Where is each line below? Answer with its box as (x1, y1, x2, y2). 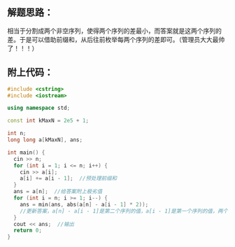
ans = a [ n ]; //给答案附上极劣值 (13, 188, 103, 195)
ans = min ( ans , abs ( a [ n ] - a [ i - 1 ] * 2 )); (20, 201, 149, 208)
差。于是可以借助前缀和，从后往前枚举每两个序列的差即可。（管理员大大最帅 (7, 35, 225, 43)
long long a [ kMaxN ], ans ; (7, 136, 83, 143)
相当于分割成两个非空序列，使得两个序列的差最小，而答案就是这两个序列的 (7, 27, 222, 35)
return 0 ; (13, 227, 42, 234)
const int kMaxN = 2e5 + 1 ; (7, 118, 90, 125)
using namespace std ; (7, 104, 71, 112)
